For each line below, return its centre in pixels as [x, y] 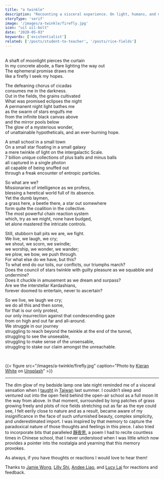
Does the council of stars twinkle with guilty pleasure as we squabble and [79, 270]
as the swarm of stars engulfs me [39, 111]
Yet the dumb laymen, [27, 198]
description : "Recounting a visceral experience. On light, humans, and [81, 14]
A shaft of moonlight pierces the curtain [45, 60]
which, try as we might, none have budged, [49, 218]
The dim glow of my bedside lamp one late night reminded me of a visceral [80, 385]
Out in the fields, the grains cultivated [43, 96]
